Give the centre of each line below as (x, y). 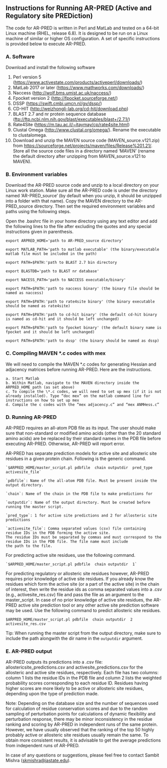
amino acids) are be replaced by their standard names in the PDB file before (83, 438)
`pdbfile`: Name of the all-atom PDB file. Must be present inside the (81, 481)
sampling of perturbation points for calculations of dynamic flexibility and (81, 714)
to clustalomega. (30, 135)
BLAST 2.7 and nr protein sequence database (59, 114)
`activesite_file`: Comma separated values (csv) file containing (76, 529)
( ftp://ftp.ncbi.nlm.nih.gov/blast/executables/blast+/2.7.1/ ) (72, 119)
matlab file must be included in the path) (51, 254)
